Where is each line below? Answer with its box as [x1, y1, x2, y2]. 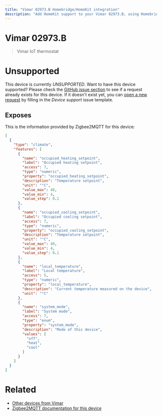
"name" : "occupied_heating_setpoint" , [22, 156, 100, 160]
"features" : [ [13, 146, 42, 152]
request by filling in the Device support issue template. [5, 97, 113, 103]
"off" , [26, 336, 40, 341]
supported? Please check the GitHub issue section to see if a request [5, 87, 143, 93]
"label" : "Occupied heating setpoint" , [22, 160, 103, 165]
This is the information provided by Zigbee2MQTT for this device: [5, 124, 135, 130]
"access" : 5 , [22, 273, 49, 278]
